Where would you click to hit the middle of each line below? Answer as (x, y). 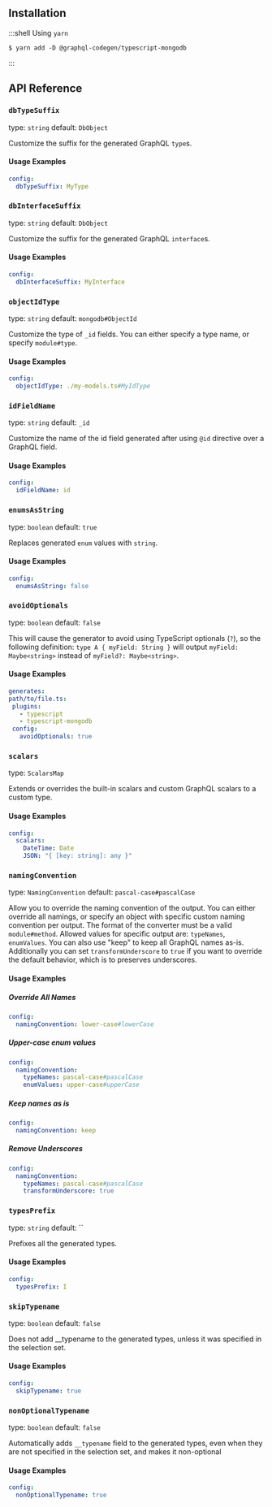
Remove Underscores (45, 1149)
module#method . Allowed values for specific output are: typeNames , (117, 934)
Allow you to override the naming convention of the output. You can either (132, 908)
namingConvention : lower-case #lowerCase (85, 1024)
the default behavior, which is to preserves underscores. (103, 960)
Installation (37, 13)
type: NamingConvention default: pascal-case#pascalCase (102, 892)
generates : (27, 691)
